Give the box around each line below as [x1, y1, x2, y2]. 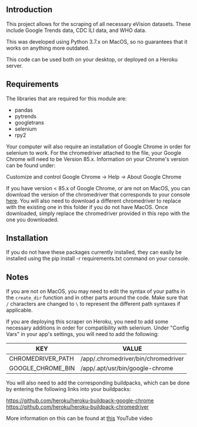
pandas [14, 106, 34, 113]
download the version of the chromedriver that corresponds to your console [6, 191, 191, 198]
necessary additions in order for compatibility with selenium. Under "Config [6, 324, 189, 331]
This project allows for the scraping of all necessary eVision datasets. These [6, 20, 191, 27]
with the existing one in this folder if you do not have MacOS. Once [6, 203, 168, 210]
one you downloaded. [6, 216, 59, 223]
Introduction [6, 5, 53, 15]
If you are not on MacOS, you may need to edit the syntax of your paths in [6, 288, 185, 295]
